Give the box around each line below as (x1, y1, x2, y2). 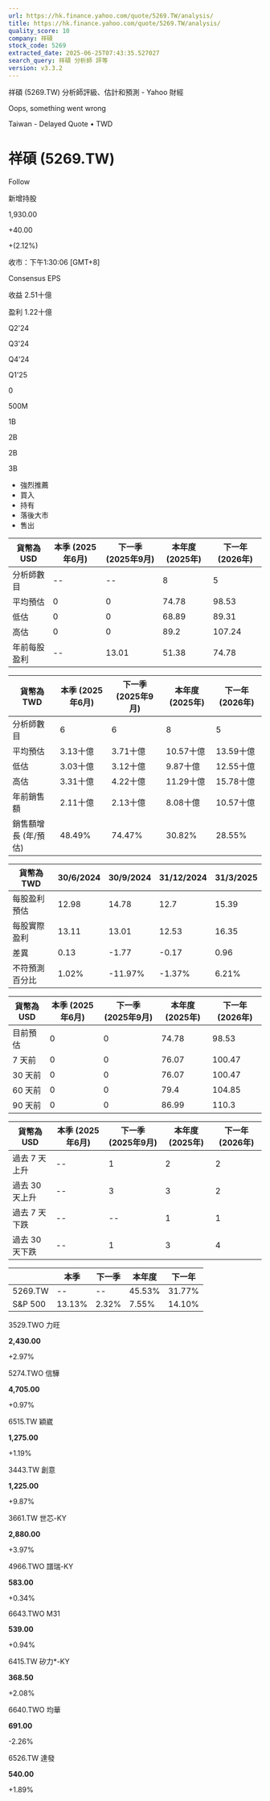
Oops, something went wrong (8, 103, 107, 113)
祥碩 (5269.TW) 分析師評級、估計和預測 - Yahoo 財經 (8, 87, 184, 97)
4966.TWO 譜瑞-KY (8, 1561, 74, 1571)
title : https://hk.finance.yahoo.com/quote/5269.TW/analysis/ (8, 19, 221, 27)
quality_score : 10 (8, 27, 70, 35)
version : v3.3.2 (8, 64, 63, 72)
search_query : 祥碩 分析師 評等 (8, 57, 108, 65)
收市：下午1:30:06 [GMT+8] (8, 257, 100, 266)
